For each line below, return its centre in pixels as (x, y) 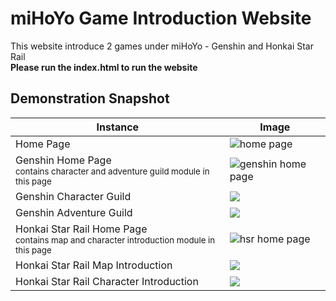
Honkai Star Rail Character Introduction (107, 281)
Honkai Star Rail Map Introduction (94, 265)
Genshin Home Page (63, 160)
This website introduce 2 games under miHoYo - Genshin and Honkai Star (162, 46)
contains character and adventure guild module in (112, 171)
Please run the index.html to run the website (104, 67)
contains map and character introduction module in (115, 240)
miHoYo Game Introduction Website (161, 18)
